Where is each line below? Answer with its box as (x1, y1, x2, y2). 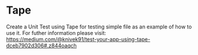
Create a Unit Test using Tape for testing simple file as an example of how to (6, 23, 192, 30)
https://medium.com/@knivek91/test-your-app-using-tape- (6, 35, 151, 43)
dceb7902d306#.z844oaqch (6, 42, 77, 49)
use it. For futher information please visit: (6, 29, 106, 36)
